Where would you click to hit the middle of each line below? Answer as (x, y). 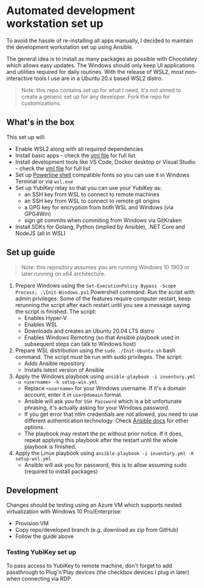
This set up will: (26, 137)
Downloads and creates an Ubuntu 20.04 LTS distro (89, 331)
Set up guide (31, 252)
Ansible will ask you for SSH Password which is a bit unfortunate (103, 401)
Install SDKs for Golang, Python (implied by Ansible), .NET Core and (100, 227)
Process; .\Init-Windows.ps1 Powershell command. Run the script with (105, 292)
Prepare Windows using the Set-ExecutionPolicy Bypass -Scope (96, 285)
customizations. (41, 103)
